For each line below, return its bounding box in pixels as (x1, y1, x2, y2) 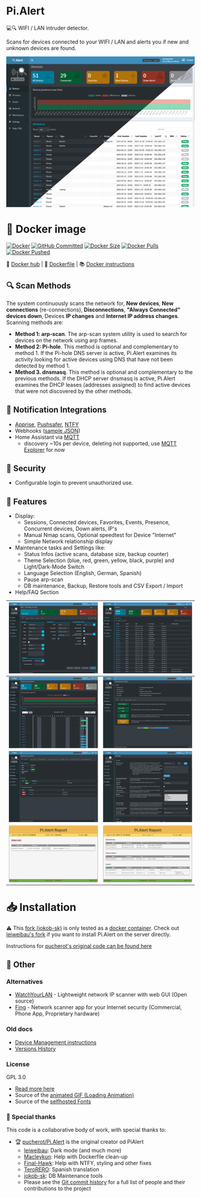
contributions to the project (23, 1185, 92, 1192)
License (6, 1060, 30, 1068)
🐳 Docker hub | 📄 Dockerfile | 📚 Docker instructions (6, 260, 135, 267)
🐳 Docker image (6, 222, 86, 236)
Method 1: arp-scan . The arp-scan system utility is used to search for (14, 330, 187, 337)
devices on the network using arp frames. (14, 337, 118, 344)
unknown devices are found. (6, 44, 77, 51)
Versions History (14, 1045, 56, 1052)
